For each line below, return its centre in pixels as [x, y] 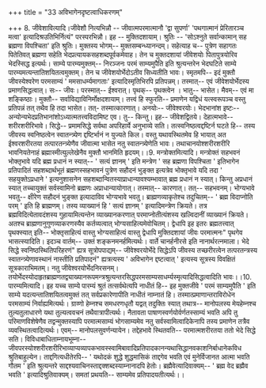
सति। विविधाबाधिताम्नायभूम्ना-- [47, 339]
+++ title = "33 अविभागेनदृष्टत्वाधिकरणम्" [65, 12]
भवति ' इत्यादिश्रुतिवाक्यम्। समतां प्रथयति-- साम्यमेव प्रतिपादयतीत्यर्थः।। [97, 375]
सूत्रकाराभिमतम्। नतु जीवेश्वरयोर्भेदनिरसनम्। [64, 268]
